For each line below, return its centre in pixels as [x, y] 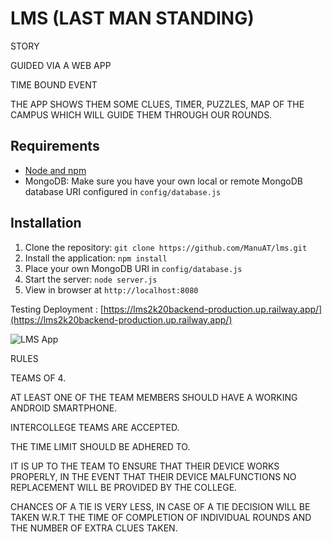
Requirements [55, 146]
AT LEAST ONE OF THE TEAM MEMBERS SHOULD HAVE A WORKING [154, 397]
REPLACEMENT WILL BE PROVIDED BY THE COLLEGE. [124, 487]
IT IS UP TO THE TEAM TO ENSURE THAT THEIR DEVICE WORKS [145, 466]
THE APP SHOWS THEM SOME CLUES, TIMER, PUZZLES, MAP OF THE [157, 104]
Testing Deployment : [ [57, 309]
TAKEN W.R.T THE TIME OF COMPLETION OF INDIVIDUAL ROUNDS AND [161, 517]
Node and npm [55, 170]
